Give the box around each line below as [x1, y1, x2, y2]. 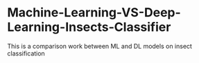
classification [7, 49, 45, 58]
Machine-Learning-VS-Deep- [7, 5, 182, 21]
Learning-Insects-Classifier [7, 19, 171, 35]
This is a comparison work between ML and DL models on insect [7, 42, 193, 50]
